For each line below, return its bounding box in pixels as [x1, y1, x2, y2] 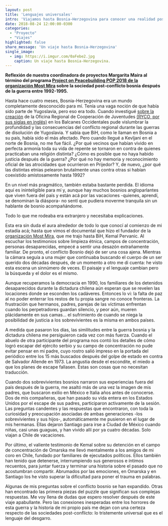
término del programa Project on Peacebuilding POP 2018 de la [5, 77, 138, 83]
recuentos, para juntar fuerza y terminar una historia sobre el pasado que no [5, 463, 162, 469]
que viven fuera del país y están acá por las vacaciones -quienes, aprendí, [5, 192, 159, 198]
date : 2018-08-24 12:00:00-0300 [5, 21, 72, 26]
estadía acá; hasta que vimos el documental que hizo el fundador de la [5, 228, 151, 234]
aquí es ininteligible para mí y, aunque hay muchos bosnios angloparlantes [5, 187, 159, 193]
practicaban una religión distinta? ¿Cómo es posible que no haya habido [5, 151, 154, 157]
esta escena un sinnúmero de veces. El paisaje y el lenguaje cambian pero [5, 265, 158, 271]
